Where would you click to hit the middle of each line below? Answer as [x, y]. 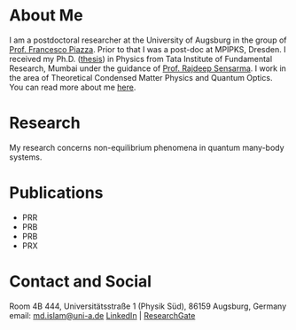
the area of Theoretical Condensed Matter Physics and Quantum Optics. [141, 77]
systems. [26, 157]
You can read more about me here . [73, 87]
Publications [56, 193]
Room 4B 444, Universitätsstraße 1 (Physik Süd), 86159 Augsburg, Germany [148, 306]
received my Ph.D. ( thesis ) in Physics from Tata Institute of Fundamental [141, 59]
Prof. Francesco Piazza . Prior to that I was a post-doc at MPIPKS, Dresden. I [148, 49]
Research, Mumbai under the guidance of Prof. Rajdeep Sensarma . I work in [148, 68]
